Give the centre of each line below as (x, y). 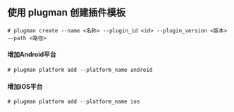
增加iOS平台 (25, 86)
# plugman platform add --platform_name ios (74, 102)
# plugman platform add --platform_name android (80, 70)
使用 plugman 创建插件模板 (66, 13)
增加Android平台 (32, 54)
